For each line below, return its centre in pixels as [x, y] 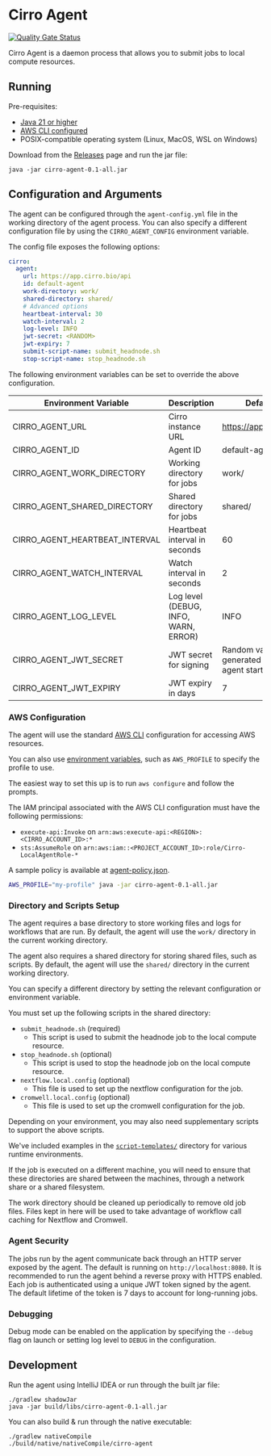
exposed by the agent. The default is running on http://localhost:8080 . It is [135, 1267]
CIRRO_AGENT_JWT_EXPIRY [67, 688]
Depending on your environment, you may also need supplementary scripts [134, 1122]
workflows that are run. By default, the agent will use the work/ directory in [132, 932]
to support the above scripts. [56, 1130]
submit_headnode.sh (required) [70, 1029]
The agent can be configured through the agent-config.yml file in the [123, 214]
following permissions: [46, 816]
